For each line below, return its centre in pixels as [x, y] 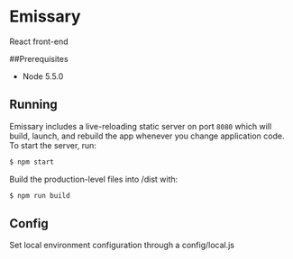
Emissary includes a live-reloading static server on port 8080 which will [141, 126]
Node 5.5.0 [43, 76]
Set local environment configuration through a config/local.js [122, 246]
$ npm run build [40, 195]
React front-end [39, 41]
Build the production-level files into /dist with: [94, 179]
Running [34, 105]
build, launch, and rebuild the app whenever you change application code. [147, 136]
